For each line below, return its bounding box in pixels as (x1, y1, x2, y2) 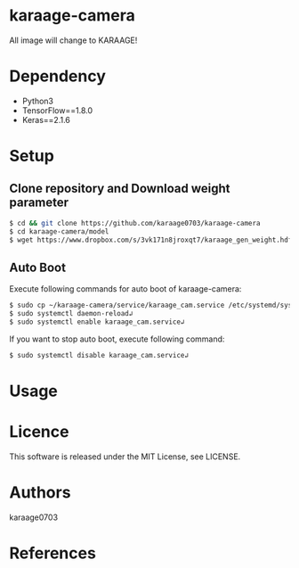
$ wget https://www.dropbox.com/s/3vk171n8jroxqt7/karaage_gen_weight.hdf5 (9, 235, 296, 244)
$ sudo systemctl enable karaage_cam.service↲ (9, 317, 185, 326)
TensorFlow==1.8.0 (21, 104, 93, 116)
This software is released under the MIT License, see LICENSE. (9, 451, 241, 462)
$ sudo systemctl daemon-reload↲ (9, 309, 133, 318)
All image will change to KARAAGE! (9, 35, 138, 45)
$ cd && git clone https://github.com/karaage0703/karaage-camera (9, 218, 261, 227)
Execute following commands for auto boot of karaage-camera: (9, 284, 242, 294)
